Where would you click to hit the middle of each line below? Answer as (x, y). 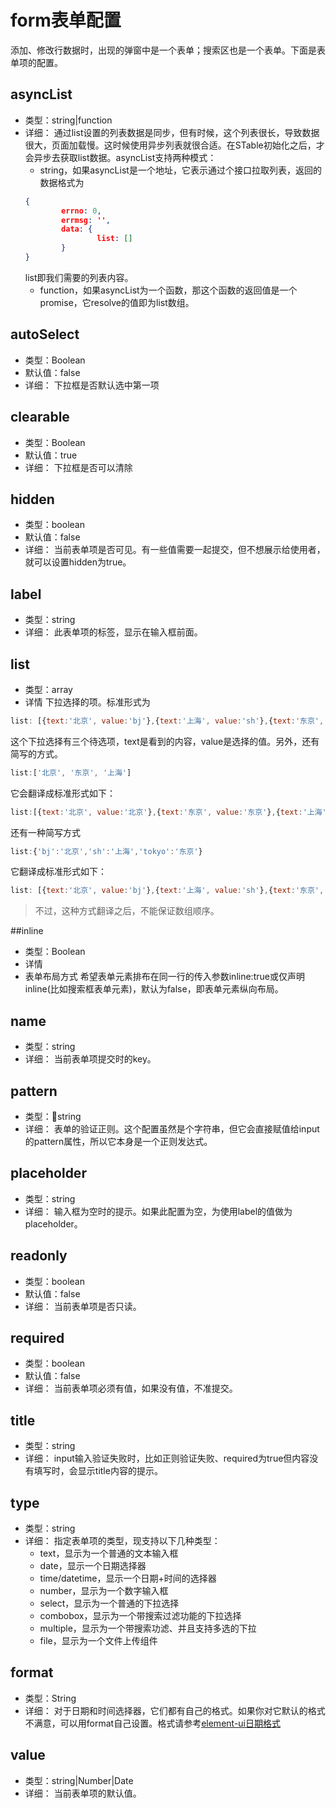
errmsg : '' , (86, 220)
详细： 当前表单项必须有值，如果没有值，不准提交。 (131, 1388)
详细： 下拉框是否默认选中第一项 (92, 385)
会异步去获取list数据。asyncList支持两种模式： (120, 157)
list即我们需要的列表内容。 (79, 277)
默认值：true (51, 455)
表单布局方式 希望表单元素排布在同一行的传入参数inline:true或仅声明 (164, 977)
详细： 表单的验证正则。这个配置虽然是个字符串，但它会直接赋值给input (172, 1128)
